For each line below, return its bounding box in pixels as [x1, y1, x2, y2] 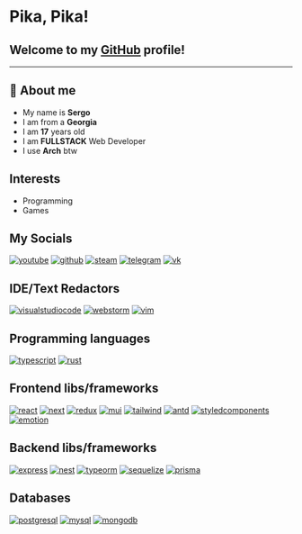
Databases [9, 491, 72, 506]
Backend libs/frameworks [9, 440, 157, 456]
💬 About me [9, 83, 76, 98]
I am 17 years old [22, 126, 85, 137]
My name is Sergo [22, 106, 91, 118]
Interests [9, 171, 61, 186]
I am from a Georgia [22, 116, 97, 127]
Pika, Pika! [9, 6, 90, 27]
